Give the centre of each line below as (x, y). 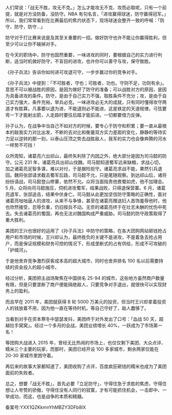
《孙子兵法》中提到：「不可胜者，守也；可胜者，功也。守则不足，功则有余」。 (86, 83)
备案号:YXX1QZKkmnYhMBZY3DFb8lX (46, 407)
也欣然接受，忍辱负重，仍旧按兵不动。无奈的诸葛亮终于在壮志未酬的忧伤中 (84, 207)
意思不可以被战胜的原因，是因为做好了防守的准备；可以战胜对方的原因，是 (84, 89)
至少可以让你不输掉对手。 (32, 44)
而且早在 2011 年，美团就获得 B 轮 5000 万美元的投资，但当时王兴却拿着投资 (86, 302)
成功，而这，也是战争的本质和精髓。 (48, 396)
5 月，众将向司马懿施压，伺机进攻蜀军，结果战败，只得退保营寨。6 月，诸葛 (85, 188)
